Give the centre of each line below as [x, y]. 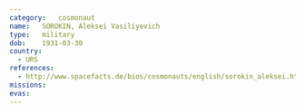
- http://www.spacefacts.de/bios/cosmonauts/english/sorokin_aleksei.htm [160, 77]
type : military [42, 34]
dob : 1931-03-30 [46, 43]
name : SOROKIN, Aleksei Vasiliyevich [85, 26]
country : [26, 51]
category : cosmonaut [52, 18]
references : [32, 69]
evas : [20, 93]
